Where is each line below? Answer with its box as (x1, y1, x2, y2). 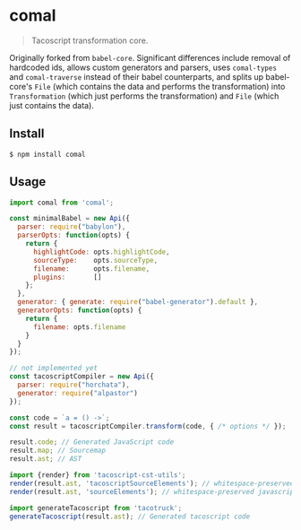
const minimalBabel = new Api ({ (9, 214, 130, 223)
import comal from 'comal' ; (9, 198, 115, 207)
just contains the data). (9, 100, 94, 110)
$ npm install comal (9, 150, 87, 159)
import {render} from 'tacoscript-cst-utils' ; (9, 471, 186, 480)
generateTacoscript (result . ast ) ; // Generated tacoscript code (9, 512, 251, 521)
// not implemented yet (9, 364, 99, 373)
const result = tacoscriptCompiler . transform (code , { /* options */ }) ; (9, 421, 287, 430)
